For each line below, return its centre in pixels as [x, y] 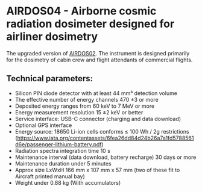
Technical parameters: [50, 79]
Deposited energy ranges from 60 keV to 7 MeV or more [85, 106]
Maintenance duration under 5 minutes [63, 163]
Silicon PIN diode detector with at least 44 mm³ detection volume [96, 93]
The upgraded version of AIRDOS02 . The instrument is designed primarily [98, 53]
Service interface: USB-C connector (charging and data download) [98, 119]
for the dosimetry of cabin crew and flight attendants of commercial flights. [99, 60]
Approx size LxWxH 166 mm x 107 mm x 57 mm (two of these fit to [97, 170]
